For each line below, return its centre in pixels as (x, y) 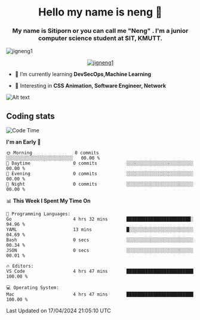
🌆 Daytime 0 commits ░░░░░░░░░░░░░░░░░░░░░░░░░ (100, 163)
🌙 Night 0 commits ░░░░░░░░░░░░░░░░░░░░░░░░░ (100, 184)
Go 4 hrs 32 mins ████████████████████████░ (100, 219)
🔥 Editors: (20, 266)
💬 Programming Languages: (38, 214)
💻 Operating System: (33, 288)
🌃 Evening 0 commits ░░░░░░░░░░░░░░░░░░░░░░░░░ (100, 174)
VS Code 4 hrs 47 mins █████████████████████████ (100, 271)
